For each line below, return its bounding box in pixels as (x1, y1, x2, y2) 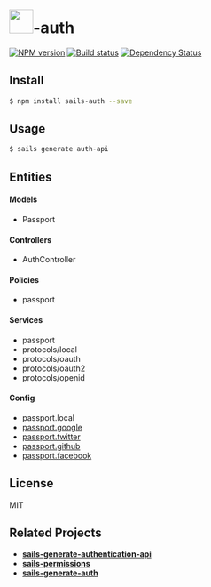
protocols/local (21, 343, 78, 355)
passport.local (21, 412, 75, 422)
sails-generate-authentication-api (21, 549, 152, 559)
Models (9, 194, 38, 205)
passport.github (21, 440, 81, 451)
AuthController (21, 254, 76, 265)
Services (9, 314, 43, 325)
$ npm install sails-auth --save (9, 96, 133, 106)
